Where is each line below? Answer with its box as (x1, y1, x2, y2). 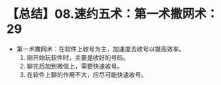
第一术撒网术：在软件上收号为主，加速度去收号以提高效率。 (16, 45, 185, 53)
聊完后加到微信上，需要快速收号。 (26, 62, 124, 70)
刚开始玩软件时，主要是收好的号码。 (26, 53, 130, 62)
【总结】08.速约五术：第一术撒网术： (6, 6, 219, 22)
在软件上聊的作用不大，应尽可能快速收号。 (26, 70, 148, 79)
